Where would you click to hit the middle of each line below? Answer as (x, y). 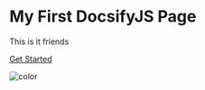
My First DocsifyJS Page (103, 17)
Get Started (31, 58)
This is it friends (39, 41)
